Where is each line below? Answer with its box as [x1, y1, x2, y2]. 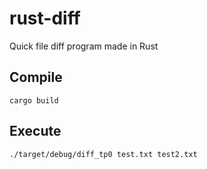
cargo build [9, 95, 59, 106]
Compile [9, 69, 63, 86]
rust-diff [9, 7, 81, 30]
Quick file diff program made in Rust [9, 40, 159, 52]
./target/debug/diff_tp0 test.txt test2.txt [9, 149, 198, 159]
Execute [9, 123, 62, 140]
